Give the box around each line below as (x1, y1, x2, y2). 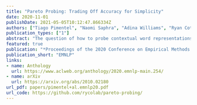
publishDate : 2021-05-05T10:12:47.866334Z (6, 19, 111, 25)
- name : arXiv (6, 73, 41, 79)
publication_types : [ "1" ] (6, 30, 69, 36)
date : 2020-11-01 (6, 14, 49, 20)
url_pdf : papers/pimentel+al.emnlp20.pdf (6, 85, 109, 90)
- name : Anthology (6, 62, 51, 69)
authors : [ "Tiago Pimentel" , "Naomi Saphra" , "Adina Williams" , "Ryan (6, 24, 182, 31)
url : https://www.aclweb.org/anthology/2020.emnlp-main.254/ (11, 68, 164, 74)
